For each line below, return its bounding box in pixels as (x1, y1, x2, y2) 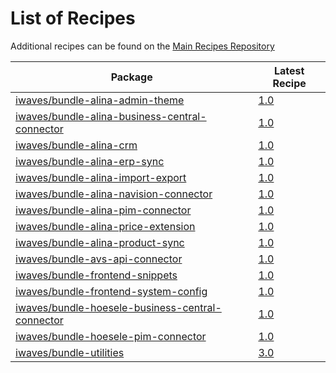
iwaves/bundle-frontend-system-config (15, 284, 208, 298)
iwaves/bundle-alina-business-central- (15, 109, 207, 123)
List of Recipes (10, 7, 136, 30)
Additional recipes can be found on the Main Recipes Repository (10, 40, 275, 52)
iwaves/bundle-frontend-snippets (15, 268, 178, 282)
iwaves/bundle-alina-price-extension (15, 219, 196, 233)
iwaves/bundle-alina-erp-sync (15, 154, 165, 168)
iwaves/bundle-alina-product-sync (15, 235, 185, 249)
